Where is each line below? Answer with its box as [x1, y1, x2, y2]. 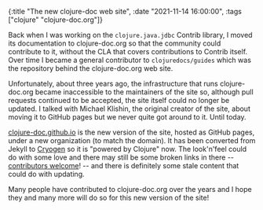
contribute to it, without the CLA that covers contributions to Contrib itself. [8, 47, 248, 56]
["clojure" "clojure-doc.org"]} [8, 15, 104, 24]
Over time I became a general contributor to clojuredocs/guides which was [8, 55, 251, 64]
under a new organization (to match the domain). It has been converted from [8, 136, 256, 145]
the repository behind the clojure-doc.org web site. [8, 64, 174, 73]
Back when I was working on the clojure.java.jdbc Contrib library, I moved [8, 31, 253, 39]
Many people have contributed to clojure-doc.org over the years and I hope [8, 185, 253, 193]
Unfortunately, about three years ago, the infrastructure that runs [8, 79, 218, 88]
